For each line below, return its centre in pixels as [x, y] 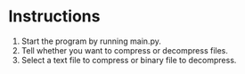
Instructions [54, 16]
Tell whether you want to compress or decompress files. [125, 50]
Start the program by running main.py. [91, 41]
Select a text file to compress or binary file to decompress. [129, 60]
